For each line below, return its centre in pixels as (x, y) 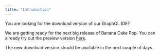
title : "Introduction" (28, 9)
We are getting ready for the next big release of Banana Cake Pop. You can (80, 33)
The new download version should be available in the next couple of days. (79, 47)
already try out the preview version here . (46, 38)
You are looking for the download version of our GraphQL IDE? (68, 23)
